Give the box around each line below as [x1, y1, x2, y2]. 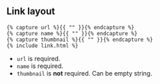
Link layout [6, 6, 56, 17]
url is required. [16, 54, 61, 62]
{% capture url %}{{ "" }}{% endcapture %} [6, 24, 135, 31]
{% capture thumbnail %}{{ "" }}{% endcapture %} [6, 36, 154, 43]
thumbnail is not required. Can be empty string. [16, 69, 152, 77]
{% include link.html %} [6, 42, 79, 49]
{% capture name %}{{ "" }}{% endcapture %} [6, 30, 138, 37]
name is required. [16, 62, 64, 70]
